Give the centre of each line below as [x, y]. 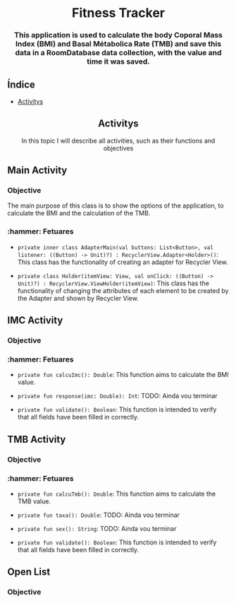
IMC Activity [35, 320]
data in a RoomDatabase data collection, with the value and [118, 53]
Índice [21, 84]
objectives [118, 148]
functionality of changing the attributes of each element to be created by [123, 290]
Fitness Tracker [118, 13]
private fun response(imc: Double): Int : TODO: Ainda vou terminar [118, 396]
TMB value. [34, 501]
